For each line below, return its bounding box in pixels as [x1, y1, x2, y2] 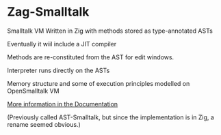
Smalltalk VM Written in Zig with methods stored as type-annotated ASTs [7, 27, 213, 35]
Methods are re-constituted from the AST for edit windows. [7, 52, 174, 61]
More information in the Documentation [7, 100, 118, 108]
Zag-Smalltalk [7, 4, 90, 20]
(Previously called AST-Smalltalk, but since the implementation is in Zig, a [7, 113, 214, 121]
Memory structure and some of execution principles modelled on [7, 79, 190, 87]
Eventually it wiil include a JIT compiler [7, 40, 117, 48]
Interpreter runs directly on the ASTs [7, 66, 110, 74]
